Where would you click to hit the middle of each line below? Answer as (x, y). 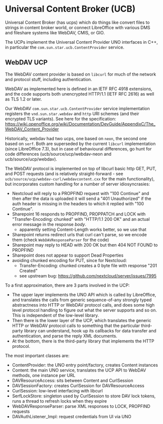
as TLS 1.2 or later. (24, 99)
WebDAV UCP (26, 62)
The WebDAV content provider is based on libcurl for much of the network (81, 74)
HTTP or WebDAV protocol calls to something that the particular (76, 326)
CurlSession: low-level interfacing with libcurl (57, 391)
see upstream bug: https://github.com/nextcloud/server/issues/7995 (88, 276)
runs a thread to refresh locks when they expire (59, 401)
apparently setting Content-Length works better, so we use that (83, 229)
